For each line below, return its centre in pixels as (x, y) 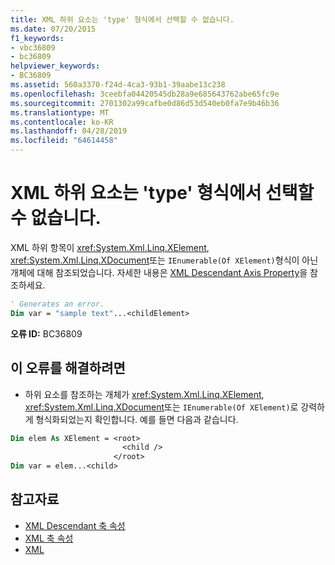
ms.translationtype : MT (60, 112)
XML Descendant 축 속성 (75, 525)
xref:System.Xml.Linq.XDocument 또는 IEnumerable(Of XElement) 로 (161, 407)
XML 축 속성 (49, 538)
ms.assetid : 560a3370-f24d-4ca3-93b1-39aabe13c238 (118, 85)
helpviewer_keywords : (55, 66)
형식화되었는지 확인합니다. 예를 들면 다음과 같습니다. (137, 419)
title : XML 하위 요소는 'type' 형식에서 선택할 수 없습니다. (122, 19)
